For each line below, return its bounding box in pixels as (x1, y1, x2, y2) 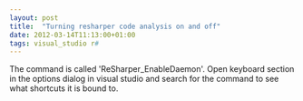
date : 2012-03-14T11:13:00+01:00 (9, 30, 136, 39)
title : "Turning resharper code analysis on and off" (9, 22, 221, 31)
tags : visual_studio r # (9, 38, 100, 48)
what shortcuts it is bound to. (9, 83, 119, 94)
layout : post (9, 13, 59, 23)
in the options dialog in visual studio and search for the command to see (9, 74, 279, 85)
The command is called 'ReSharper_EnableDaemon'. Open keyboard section (9, 64, 295, 75)
